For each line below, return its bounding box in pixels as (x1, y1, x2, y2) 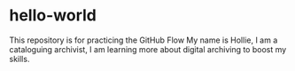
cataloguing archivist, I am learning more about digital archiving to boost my (9, 43, 287, 54)
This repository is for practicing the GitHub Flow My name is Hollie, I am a (9, 35, 278, 45)
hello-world (9, 5, 97, 26)
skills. (9, 53, 30, 64)
